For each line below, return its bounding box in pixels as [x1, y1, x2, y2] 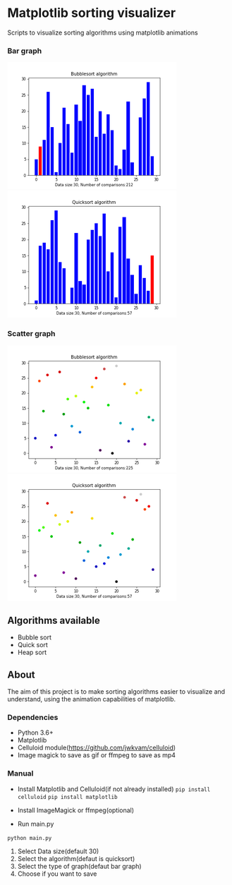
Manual [7, 769, 34, 778]
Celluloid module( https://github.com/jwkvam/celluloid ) [17, 743, 176, 752]
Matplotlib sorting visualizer [7, 5, 176, 21]
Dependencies [7, 713, 59, 723]
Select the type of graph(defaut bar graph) [17, 862, 142, 870]
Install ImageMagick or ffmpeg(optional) [17, 806, 135, 814]
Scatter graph [7, 329, 56, 339]
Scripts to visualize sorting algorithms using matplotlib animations [7, 28, 199, 37]
